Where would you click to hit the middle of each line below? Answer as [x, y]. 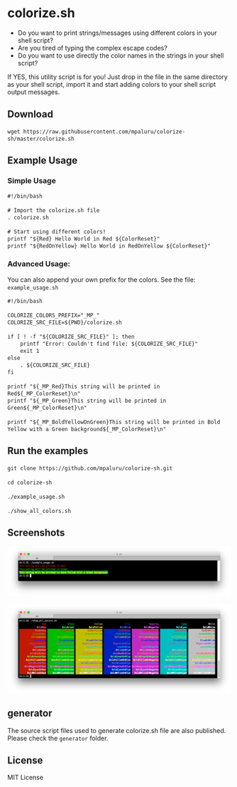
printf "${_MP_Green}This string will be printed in [87, 401]
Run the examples [48, 451]
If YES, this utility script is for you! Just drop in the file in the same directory [118, 77]
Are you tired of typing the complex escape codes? [93, 48]
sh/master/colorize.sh [41, 139]
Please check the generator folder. [58, 738]
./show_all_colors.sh [39, 511]
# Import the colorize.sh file [54, 211]
